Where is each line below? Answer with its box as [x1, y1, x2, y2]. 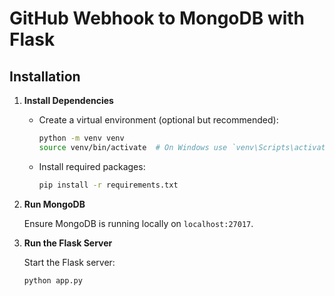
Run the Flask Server [23, 237, 113, 249]
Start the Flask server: [23, 256, 116, 268]
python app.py [23, 275, 83, 286]
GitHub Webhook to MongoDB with [9, 7, 306, 30]
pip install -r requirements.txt [38, 180, 179, 190]
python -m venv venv [38, 133, 125, 143]
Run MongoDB [23, 198, 86, 210]
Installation [9, 68, 81, 85]
